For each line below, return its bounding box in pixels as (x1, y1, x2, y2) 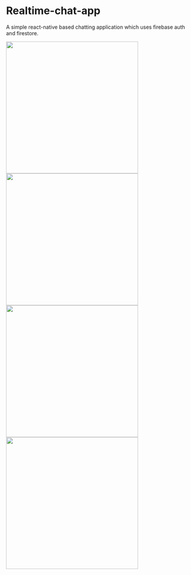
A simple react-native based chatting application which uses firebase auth (6, 23, 186, 30)
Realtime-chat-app (6, 4, 101, 18)
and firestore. (6, 29, 39, 36)
